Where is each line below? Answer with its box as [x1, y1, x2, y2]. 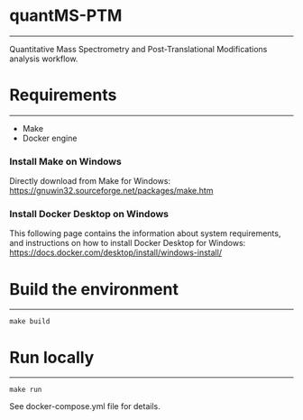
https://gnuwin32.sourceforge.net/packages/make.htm [9, 186, 214, 196]
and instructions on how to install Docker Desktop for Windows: [9, 238, 246, 249]
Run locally [9, 347, 95, 368]
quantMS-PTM [9, 5, 123, 26]
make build [9, 317, 50, 326]
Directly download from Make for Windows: [9, 176, 171, 187]
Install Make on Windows [9, 155, 122, 168]
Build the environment [9, 278, 179, 299]
